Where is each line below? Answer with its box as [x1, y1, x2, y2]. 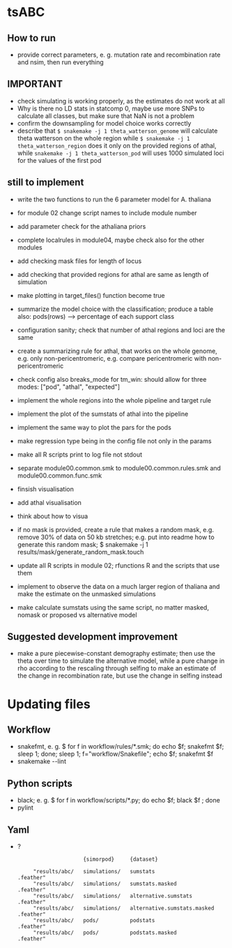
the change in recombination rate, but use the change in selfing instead [17, 672, 223, 680]
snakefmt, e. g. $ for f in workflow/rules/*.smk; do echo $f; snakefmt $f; [17, 742, 224, 751]
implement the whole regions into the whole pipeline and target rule [17, 396, 211, 404]
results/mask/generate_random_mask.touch [17, 547, 144, 556]
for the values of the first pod [17, 156, 102, 164]
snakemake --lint [17, 757, 66, 766]
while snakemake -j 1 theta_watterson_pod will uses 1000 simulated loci [17, 148, 224, 157]
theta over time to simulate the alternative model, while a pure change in [17, 656, 225, 665]
